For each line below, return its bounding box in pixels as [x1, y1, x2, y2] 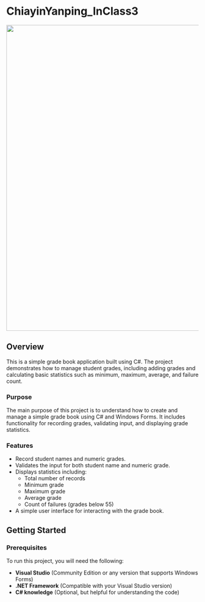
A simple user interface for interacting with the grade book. [15, 507, 164, 515]
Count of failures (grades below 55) [24, 500, 114, 508]
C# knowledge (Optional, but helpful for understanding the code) [15, 589, 180, 596]
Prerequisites [6, 543, 47, 552]
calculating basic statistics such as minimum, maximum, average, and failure [6, 371, 199, 378]
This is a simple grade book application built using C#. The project [6, 358, 173, 365]
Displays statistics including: [15, 468, 87, 475]
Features [6, 441, 34, 450]
